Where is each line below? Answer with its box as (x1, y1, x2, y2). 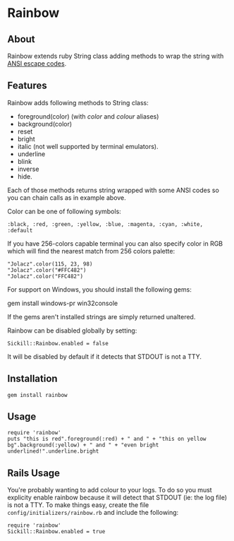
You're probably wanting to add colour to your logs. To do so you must (7, 486, 213, 494)
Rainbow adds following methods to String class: (7, 98, 149, 107)
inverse (17, 165, 39, 173)
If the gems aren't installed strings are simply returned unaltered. (7, 312, 196, 321)
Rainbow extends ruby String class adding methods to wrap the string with (7, 52, 224, 60)
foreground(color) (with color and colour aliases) (17, 112, 159, 121)
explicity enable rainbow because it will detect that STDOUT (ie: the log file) (7, 493, 228, 502)
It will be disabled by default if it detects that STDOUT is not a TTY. (7, 352, 202, 361)
